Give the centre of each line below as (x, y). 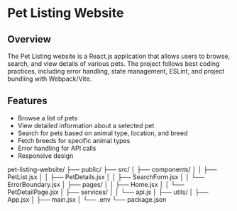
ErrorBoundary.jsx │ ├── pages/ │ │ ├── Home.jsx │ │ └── (96, 184)
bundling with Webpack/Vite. (50, 79)
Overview (29, 39)
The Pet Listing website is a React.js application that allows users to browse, (119, 56)
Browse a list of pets (48, 118)
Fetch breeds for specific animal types (74, 140)
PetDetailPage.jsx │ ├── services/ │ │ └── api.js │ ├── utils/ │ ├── (108, 192)
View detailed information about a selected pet (86, 125)
